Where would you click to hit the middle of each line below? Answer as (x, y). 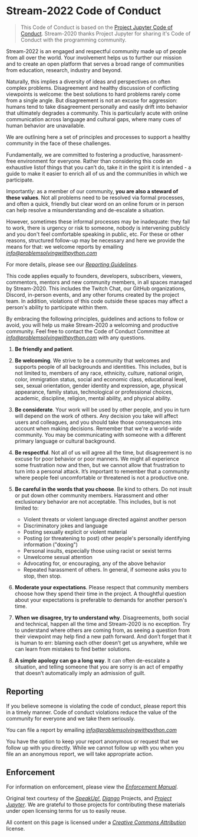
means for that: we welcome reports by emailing (65, 246)
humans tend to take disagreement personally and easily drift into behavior (97, 106)
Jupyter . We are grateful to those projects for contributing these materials (96, 804)
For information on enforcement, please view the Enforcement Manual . (92, 787)
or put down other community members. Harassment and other (92, 495)
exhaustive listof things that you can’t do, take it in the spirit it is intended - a (99, 167)
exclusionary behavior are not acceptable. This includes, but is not (95, 501)
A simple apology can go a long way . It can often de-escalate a (92, 660)
